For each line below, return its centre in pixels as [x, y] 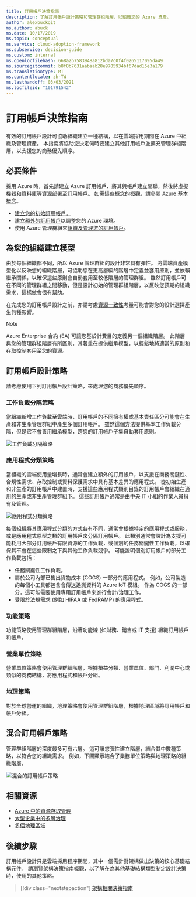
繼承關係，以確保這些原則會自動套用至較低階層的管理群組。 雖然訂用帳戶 [94, 278]
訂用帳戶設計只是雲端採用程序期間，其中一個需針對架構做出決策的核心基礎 [95, 861]
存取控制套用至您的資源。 [37, 351]
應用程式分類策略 [30, 461]
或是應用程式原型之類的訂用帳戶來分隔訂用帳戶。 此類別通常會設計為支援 [94, 536]
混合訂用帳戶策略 [37, 733]
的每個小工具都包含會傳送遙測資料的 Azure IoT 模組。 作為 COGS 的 [96, 585]
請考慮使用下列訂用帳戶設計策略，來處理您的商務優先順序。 [78, 386]
